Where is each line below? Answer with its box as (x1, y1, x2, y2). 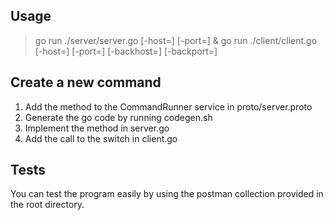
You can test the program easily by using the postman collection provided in (10, 188, 324, 200)
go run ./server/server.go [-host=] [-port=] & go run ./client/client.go (34, 34, 318, 46)
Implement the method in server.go (24, 122, 170, 134)
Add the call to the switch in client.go (24, 132, 178, 144)
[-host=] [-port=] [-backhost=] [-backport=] (34, 45, 218, 57)
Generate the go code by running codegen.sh (24, 111, 213, 123)
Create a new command (10, 74, 162, 91)
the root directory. (10, 199, 85, 211)
